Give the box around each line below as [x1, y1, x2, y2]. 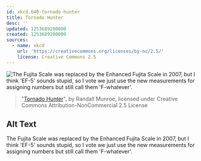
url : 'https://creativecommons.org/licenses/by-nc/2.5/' [17, 48, 165, 54]
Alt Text [6, 119, 36, 130]
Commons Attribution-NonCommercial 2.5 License [21, 101, 148, 109]
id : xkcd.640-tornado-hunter [6, 8, 80, 15]
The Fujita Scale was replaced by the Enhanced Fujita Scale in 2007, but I [6, 135, 189, 142]
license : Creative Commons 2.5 [17, 54, 97, 60]
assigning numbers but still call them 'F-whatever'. [6, 148, 132, 155]
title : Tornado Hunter [6, 15, 64, 21]
